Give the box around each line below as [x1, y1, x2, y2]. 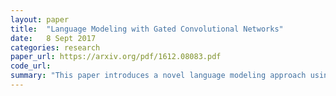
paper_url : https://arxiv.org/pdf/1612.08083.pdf [10, 52, 222, 62]
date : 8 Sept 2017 [10, 33, 97, 43]
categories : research [10, 42, 101, 53]
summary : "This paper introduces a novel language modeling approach [10, 71, 307, 81]
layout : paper [10, 14, 70, 25]
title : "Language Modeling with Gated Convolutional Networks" [10, 24, 284, 34]
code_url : [10, 61, 52, 71]
